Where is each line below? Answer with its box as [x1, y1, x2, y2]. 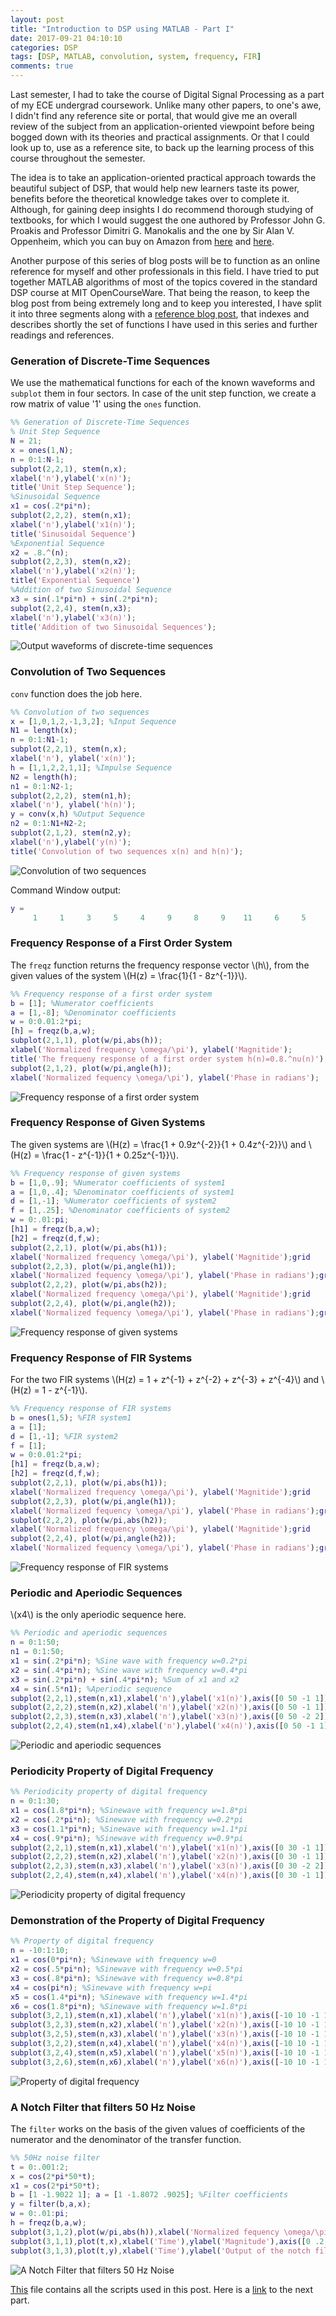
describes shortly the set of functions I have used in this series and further [10, 319, 318, 330]
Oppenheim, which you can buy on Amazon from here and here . [10, 236, 275, 247]
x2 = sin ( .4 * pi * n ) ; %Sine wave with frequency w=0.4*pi [10, 1665, 248, 1675]
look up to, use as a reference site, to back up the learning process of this [10, 142, 315, 153]
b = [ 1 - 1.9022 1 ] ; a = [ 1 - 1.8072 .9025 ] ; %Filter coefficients [10, 2190, 289, 2200]
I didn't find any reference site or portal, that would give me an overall [10, 110, 298, 121]
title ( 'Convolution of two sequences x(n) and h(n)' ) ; [10, 846, 244, 856]
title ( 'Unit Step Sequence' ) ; [10, 482, 137, 493]
